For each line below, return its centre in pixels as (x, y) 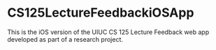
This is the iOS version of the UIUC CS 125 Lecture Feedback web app (108, 32)
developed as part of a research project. (65, 39)
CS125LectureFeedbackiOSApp (101, 13)
